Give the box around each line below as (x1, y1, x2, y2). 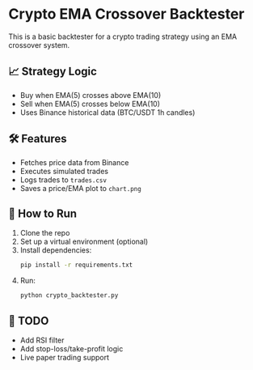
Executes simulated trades (19, 166, 109, 176)
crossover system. (8, 40, 70, 49)
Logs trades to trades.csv (19, 175, 108, 185)
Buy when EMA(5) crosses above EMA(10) (19, 90, 162, 100)
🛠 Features (8, 132, 67, 146)
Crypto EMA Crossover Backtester (8, 5, 245, 23)
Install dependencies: (19, 245, 92, 255)
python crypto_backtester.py (19, 291, 119, 300)
